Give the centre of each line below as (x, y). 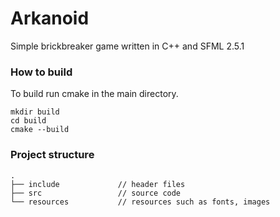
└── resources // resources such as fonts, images (140, 202)
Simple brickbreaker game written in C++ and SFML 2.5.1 (127, 46)
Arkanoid (50, 18)
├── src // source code (96, 193)
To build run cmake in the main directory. (94, 94)
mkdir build (35, 112)
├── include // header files (98, 184)
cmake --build (40, 130)
